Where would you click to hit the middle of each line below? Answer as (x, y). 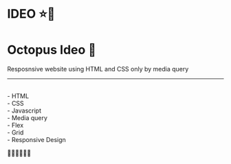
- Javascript (24, 110)
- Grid (15, 132)
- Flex (15, 126)
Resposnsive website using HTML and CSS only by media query (98, 69)
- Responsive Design (37, 140)
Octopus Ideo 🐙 (52, 50)
